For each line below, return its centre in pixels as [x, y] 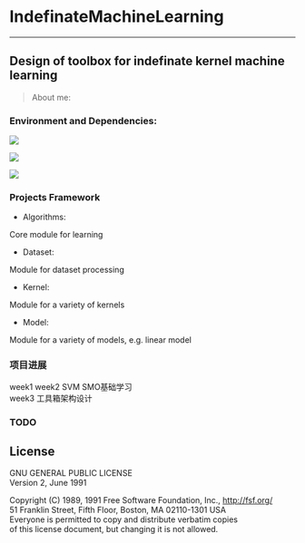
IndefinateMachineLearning [117, 17]
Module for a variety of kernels [67, 305]
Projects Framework [55, 197]
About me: [51, 97]
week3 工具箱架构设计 [51, 398]
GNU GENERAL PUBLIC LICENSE [71, 473]
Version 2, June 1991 [48, 483]
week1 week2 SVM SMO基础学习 [71, 386]
